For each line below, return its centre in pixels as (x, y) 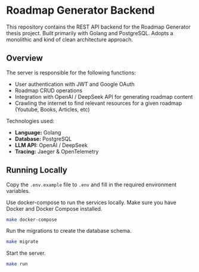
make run (17, 264)
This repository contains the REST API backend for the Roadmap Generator (98, 27)
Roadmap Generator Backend (80, 10)
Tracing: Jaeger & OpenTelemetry (57, 151)
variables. (18, 190)
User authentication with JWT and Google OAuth (75, 84)
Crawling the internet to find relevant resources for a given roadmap (98, 103)
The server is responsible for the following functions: (71, 73)
